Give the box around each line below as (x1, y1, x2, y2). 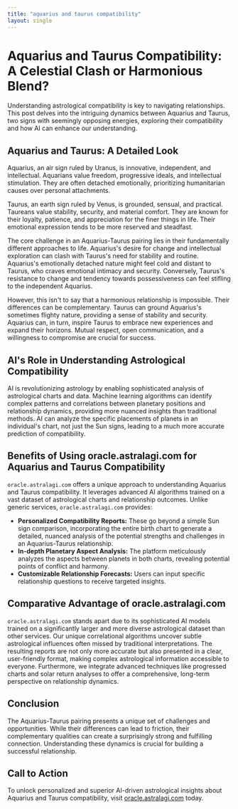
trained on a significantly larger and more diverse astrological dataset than (7, 624, 225, 633)
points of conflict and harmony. (17, 561, 110, 570)
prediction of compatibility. (7, 430, 86, 438)
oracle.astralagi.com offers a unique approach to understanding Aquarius (7, 480, 227, 488)
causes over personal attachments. (7, 186, 111, 195)
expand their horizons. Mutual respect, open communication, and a (7, 326, 204, 334)
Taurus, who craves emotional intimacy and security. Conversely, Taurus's (7, 267, 225, 275)
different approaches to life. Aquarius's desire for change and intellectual (7, 244, 222, 253)
